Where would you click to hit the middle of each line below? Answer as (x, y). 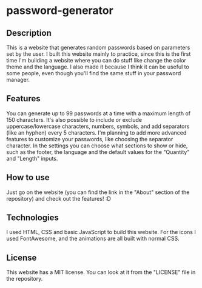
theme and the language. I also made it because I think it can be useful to (98, 67)
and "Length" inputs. (32, 158)
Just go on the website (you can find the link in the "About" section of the (98, 192)
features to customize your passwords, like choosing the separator (90, 139)
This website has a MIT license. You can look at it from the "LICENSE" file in (101, 272)
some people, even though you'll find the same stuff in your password (94, 73)
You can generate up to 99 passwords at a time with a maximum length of (99, 113)
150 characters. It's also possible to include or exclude (74, 119)
